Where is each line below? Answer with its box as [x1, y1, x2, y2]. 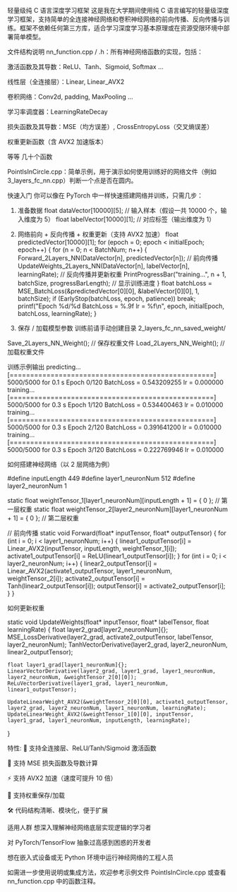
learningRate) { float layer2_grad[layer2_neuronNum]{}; [7, 625, 168, 633]
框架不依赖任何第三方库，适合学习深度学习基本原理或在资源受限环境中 [19, 24, 224, 32]
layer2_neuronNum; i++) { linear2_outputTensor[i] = [7, 559, 157, 568]
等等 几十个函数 [7, 152, 53, 161]
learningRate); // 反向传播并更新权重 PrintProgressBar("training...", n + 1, [17, 270, 227, 279]
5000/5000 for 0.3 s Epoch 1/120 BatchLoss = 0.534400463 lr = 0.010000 [7, 401, 224, 409]
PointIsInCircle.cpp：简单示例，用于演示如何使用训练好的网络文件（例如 [7, 168, 217, 176]
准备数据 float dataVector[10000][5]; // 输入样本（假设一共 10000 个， [17, 207, 221, 214]
